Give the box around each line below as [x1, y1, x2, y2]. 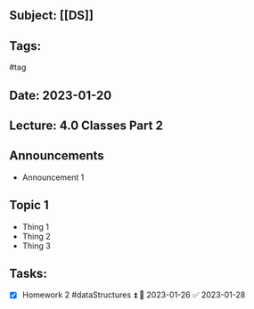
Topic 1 [9, 198, 49, 213]
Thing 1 [21, 221, 49, 232]
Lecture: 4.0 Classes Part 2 [9, 118, 163, 133]
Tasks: [9, 266, 47, 281]
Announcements [9, 148, 104, 164]
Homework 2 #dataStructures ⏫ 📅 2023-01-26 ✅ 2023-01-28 [21, 289, 246, 300]
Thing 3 [21, 240, 51, 251]
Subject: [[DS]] [9, 8, 94, 23]
